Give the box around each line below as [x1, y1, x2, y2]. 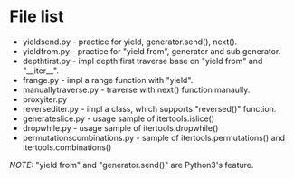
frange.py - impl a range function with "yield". [22, 74, 194, 85]
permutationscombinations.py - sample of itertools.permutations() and [22, 132, 286, 143]
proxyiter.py [22, 93, 68, 105]
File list [9, 6, 65, 27]
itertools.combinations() [22, 142, 112, 153]
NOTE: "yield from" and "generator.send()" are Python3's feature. [9, 159, 254, 170]
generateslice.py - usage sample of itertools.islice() [22, 113, 215, 124]
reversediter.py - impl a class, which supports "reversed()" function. [22, 103, 277, 114]
